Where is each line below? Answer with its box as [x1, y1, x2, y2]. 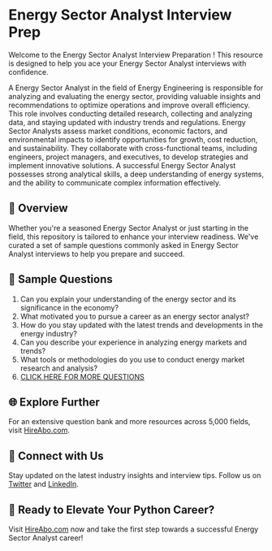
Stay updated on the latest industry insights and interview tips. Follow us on [8, 471, 261, 480]
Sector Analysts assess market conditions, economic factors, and [8, 126, 228, 136]
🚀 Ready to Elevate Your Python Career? [8, 502, 215, 517]
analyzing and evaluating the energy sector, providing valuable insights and [8, 91, 261, 101]
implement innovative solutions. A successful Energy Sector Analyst [8, 160, 236, 170]
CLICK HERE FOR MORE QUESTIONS [19, 371, 145, 381]
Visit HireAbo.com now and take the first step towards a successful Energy [8, 524, 259, 534]
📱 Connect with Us [8, 449, 104, 462]
